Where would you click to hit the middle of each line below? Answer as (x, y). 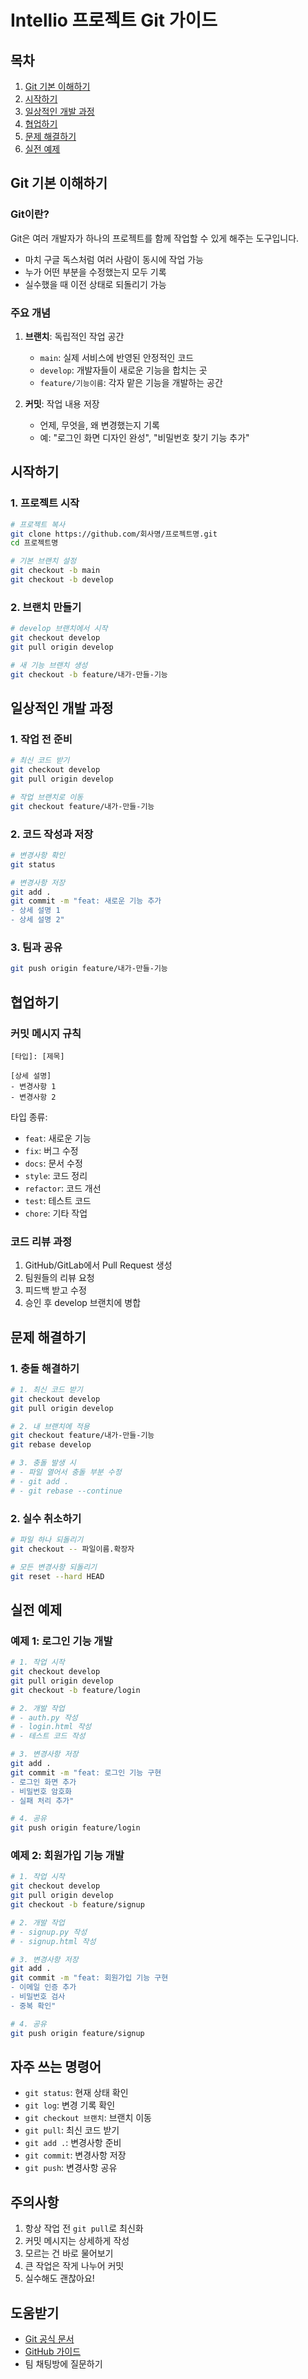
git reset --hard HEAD (57, 1576)
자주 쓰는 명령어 (56, 2066)
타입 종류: (29, 1117)
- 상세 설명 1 (35, 911)
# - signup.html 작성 (53, 1941)
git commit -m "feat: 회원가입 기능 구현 (89, 1978)
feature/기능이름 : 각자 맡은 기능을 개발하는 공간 (131, 382)
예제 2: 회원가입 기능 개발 (67, 1856)
